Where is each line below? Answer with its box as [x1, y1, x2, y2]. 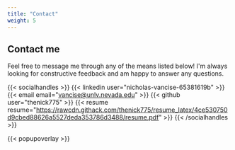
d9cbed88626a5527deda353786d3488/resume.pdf [7, 113, 159, 122]
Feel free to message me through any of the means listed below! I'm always [7, 62, 228, 71]
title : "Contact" [7, 10, 59, 18]
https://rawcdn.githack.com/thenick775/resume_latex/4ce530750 [36, 105, 228, 114]
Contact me [7, 43, 60, 55]
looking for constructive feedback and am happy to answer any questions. [7, 69, 224, 78]
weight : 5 [7, 17, 37, 24]
